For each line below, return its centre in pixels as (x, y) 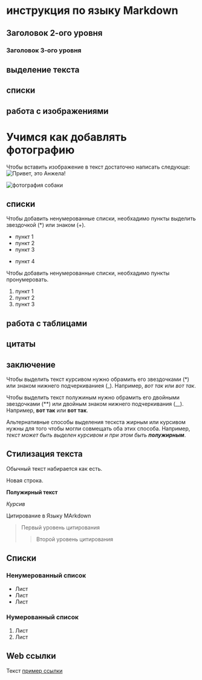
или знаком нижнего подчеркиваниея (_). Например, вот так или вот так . (101, 386)
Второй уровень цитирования (75, 539)
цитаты (21, 344)
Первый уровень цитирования (60, 527)
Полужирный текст (32, 492)
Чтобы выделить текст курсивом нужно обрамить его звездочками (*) (98, 379)
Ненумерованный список (46, 576)
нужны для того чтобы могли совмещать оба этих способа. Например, (98, 429)
